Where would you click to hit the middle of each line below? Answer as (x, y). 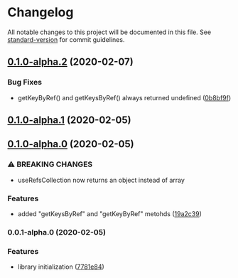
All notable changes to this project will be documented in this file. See (109, 32)
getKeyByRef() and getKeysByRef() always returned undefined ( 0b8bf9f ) (124, 97)
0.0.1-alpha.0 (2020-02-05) (57, 232)
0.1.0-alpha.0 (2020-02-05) (71, 144)
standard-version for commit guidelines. (66, 39)
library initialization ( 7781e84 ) (61, 267)
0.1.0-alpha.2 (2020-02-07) (70, 62)
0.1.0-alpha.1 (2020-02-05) (69, 121)
